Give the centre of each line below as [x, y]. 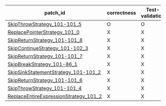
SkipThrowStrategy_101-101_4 [45, 88]
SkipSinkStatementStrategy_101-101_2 [54, 72]
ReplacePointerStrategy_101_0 [44, 32]
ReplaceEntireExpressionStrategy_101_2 [55, 96]
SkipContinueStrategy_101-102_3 [48, 48]
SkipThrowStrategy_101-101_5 [45, 24]
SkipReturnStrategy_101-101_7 [45, 56]
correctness [122, 13]
